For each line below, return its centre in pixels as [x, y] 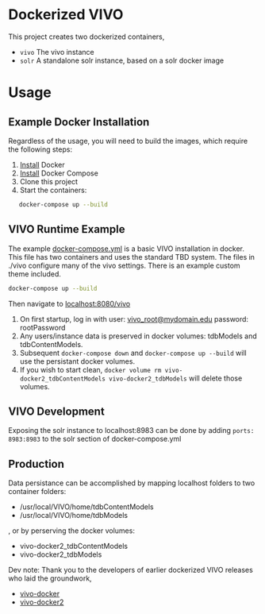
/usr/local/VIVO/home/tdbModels [74, 516]
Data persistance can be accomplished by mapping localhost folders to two [132, 483]
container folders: [37, 492]
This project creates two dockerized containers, [86, 37]
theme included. [35, 274]
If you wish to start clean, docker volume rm [90, 369]
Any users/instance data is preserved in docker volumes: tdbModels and [138, 336]
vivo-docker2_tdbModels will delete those [175, 378]
